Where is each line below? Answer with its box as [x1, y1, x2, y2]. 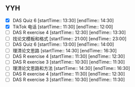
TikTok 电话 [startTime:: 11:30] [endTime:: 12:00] [12, 24, 113, 30]
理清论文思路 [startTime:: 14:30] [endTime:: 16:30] [12, 48, 117, 54]
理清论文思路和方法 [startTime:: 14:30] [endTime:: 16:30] [12, 65, 130, 71]
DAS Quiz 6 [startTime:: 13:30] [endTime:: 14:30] [12, 17, 114, 23]
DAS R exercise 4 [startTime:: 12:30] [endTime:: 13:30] [12, 29, 126, 35]
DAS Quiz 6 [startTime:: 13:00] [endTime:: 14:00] [12, 41, 114, 47]
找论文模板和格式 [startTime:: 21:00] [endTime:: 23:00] [12, 36, 127, 42]
